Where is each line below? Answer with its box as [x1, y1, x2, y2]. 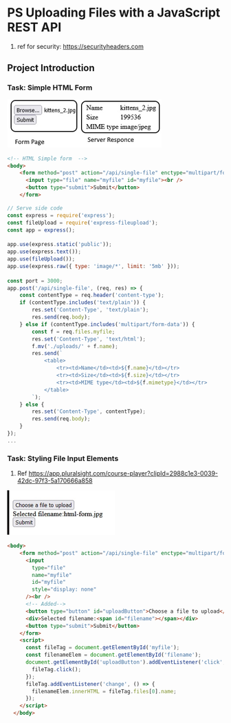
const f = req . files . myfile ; [32, 328, 115, 335]
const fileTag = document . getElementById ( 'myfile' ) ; [25, 644, 180, 651]
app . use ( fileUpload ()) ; [7, 256, 76, 263]
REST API [7, 19, 62, 35]
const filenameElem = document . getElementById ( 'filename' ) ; [25, 651, 201, 659]
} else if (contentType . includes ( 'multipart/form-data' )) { [19, 320, 195, 328]
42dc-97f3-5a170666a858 [16, 477, 93, 485]
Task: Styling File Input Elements [7, 454, 119, 463]
